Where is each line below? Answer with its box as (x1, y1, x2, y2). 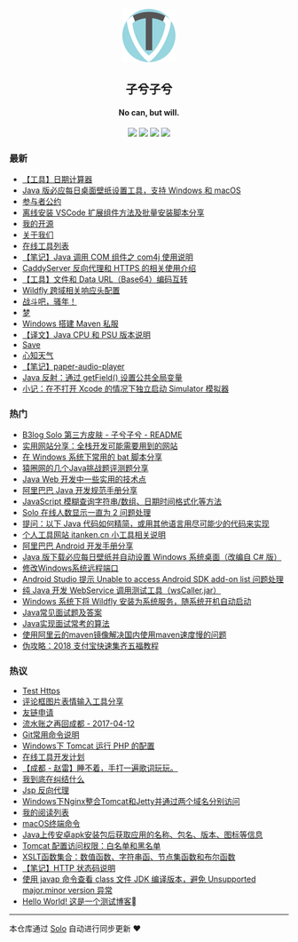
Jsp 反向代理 (21, 785, 69, 795)
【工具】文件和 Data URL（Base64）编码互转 (21, 274, 188, 284)
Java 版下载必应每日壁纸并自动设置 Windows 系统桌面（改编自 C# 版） (21, 552, 282, 563)
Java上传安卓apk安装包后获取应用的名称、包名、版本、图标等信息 (21, 829, 263, 840)
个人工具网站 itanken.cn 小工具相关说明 (21, 530, 166, 540)
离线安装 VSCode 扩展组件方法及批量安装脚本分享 (21, 207, 205, 218)
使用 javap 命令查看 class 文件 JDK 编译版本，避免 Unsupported (21, 874, 256, 884)
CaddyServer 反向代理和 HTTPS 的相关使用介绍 (21, 262, 197, 273)
